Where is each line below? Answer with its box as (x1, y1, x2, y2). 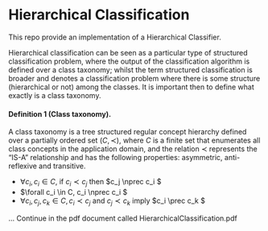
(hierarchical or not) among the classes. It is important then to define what (8, 82, 255, 92)
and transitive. (39, 161, 86, 171)
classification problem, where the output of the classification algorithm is (8, 56, 250, 66)
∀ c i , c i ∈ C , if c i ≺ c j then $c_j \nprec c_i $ (19, 177, 162, 188)
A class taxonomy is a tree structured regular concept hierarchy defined (8, 127, 247, 137)
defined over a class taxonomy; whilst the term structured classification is (8, 64, 254, 74)
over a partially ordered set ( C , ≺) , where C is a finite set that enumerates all (8, 135, 261, 146)
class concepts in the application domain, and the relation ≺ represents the (8, 144, 258, 154)
